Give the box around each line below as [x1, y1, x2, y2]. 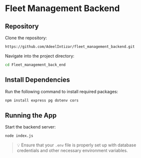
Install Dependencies [5, 76, 70, 84]
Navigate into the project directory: [5, 53, 75, 58]
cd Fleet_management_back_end [5, 62, 66, 67]
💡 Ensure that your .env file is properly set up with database [16, 142, 137, 148]
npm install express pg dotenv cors [5, 98, 79, 103]
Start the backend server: [5, 124, 56, 130]
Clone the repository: [5, 35, 47, 41]
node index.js [5, 133, 34, 138]
